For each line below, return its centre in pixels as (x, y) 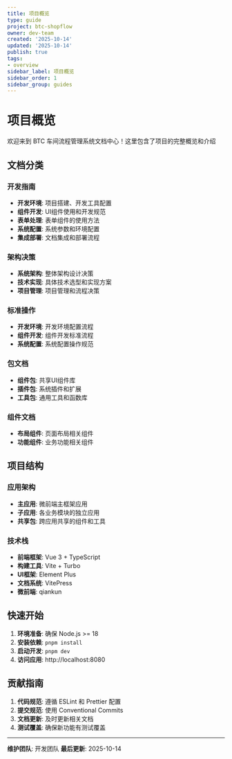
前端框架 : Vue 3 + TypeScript (59, 557)
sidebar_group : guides (40, 84)
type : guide (24, 20)
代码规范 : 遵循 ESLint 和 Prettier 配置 (69, 701)
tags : (15, 59)
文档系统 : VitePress (45, 583)
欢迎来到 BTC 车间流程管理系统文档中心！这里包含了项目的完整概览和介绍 (112, 141)
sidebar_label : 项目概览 (41, 71)
